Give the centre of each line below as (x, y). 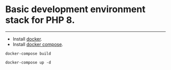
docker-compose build (28, 54)
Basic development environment (76, 9)
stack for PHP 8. (40, 20)
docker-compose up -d (28, 62)
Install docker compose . (38, 44)
